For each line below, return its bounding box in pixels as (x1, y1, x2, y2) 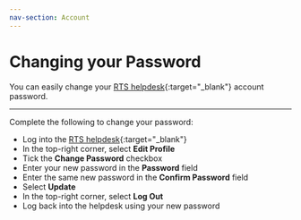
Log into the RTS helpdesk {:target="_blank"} (21, 133, 188, 144)
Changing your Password (9, 51, 202, 72)
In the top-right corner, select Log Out (21, 190, 164, 201)
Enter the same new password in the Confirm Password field (21, 172, 249, 182)
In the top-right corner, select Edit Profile (21, 143, 176, 154)
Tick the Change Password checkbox (21, 153, 163, 164)
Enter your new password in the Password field (21, 162, 199, 173)
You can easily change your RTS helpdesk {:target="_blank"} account (9, 81, 264, 92)
